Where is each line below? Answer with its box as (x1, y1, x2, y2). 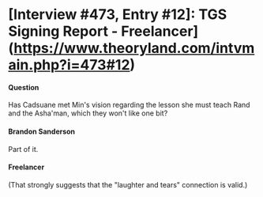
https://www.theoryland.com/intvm (13, 40, 255, 57)
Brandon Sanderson (8, 127, 76, 136)
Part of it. (8, 144, 39, 153)
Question (8, 82, 39, 92)
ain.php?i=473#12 (8, 56, 130, 74)
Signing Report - (8, 22, 118, 40)
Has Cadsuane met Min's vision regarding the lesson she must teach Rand (8, 100, 250, 110)
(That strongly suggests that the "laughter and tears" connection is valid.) (8, 180, 248, 189)
